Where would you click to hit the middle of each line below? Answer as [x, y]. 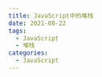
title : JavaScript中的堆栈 [51, 16]
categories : [28, 53]
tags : [17, 30]
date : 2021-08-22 [37, 23]
